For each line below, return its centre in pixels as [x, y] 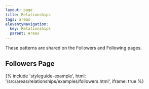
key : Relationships [30, 29]
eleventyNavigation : [27, 24]
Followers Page [30, 64]
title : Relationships [28, 15]
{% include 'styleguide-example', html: [46, 76]
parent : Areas [25, 33]
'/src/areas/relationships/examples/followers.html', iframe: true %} [75, 81]
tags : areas [18, 19]
